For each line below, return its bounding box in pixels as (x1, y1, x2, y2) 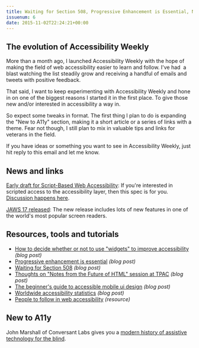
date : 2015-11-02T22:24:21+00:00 (6, 20, 89, 26)
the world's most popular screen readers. (6, 212, 107, 219)
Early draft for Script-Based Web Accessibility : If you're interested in (6, 182, 173, 189)
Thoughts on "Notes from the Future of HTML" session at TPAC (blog (14, 270, 184, 277)
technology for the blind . (6, 335, 66, 342)
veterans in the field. (6, 131, 56, 138)
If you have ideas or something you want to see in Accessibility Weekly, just (6, 143, 191, 150)
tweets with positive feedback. (6, 77, 81, 84)
